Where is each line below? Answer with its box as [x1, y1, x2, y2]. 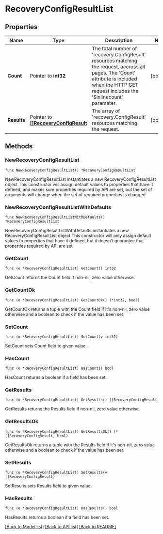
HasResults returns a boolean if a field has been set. [5, 515, 110, 520]
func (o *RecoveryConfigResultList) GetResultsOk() [5, 429, 112, 434]
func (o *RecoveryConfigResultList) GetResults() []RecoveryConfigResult [5, 397, 158, 403]
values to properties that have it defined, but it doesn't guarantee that [5, 237, 144, 243]
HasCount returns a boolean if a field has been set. [5, 375, 107, 380]
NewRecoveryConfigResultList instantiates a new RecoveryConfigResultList [5, 176, 156, 182]
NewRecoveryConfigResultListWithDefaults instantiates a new [5, 227, 129, 233]
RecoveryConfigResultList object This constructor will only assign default [5, 233, 151, 238]
